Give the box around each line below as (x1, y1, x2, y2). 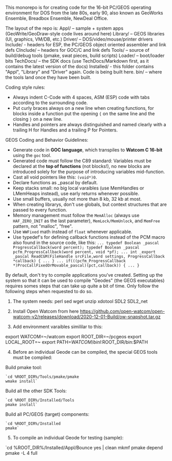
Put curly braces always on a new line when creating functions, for (12, 105, 154, 111)
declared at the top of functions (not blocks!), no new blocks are (12, 163, 150, 169)
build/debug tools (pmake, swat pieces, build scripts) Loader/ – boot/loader (5, 52, 165, 59)
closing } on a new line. (12, 116, 63, 122)
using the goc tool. (12, 152, 51, 158)
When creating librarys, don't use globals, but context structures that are (12, 201, 167, 207)
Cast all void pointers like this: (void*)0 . (12, 174, 98, 180)
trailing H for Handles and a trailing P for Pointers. (12, 127, 118, 133)
